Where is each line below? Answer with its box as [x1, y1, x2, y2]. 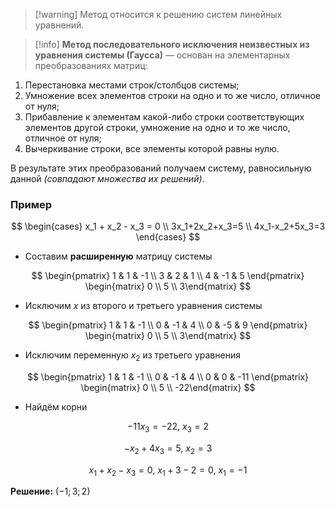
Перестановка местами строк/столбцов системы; [24, 79, 240, 91]
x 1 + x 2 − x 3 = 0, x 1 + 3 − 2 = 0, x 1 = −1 [88, 464, 248, 478]
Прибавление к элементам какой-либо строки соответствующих [24, 111, 305, 123]
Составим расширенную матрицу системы [24, 250, 213, 263]
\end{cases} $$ [135, 231, 201, 243]
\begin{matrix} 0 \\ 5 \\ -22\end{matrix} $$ [80, 382, 256, 394]
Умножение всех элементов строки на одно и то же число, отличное [24, 90, 321, 101]
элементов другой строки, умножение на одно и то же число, [24, 122, 291, 133]
